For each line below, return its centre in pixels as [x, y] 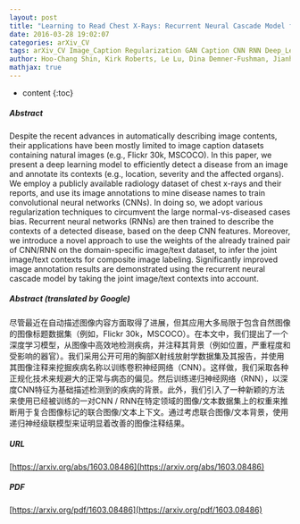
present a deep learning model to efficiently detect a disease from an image [149, 164]
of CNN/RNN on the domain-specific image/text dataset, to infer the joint [143, 249]
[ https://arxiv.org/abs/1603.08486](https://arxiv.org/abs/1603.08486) [137, 467]
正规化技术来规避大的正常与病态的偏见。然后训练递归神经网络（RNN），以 [145, 378]
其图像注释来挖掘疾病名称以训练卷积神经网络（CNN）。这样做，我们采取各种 [149, 367]
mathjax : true [36, 68]
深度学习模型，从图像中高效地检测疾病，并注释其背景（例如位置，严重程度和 [150, 344]
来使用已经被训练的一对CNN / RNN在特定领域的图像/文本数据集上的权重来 [145, 401]
